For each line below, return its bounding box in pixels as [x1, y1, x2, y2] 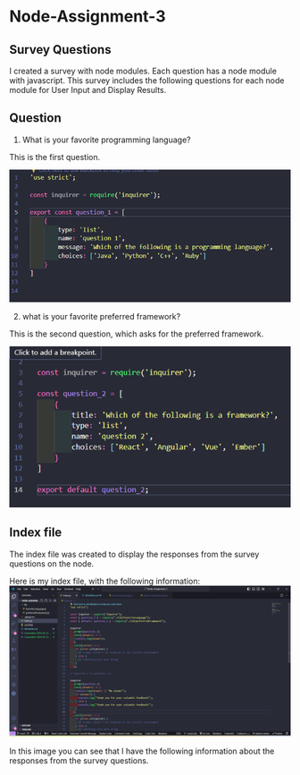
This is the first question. [9, 151, 101, 162]
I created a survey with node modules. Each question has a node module [9, 65, 277, 76]
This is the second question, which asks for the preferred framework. [9, 328, 264, 339]
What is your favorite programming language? [21, 134, 191, 145]
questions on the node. [9, 558, 95, 569]
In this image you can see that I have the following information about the [9, 745, 275, 756]
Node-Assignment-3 [9, 6, 167, 27]
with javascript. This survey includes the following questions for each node [9, 75, 285, 86]
